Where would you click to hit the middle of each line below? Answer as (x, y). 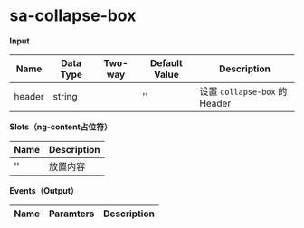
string (66, 96)
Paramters (71, 214)
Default (166, 62)
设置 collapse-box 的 (243, 91)
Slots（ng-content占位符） (61, 127)
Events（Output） (44, 190)
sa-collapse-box (73, 16)
